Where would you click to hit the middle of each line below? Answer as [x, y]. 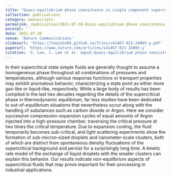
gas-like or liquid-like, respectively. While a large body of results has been [83, 88]
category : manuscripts [29, 19]
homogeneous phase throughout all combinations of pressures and [76, 72]
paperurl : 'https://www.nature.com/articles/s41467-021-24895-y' [76, 48]
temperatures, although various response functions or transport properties [83, 78]
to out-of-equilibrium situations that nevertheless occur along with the [79, 105]
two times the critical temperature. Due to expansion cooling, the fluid [78, 126]
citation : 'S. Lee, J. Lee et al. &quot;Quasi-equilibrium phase [76, 52]
